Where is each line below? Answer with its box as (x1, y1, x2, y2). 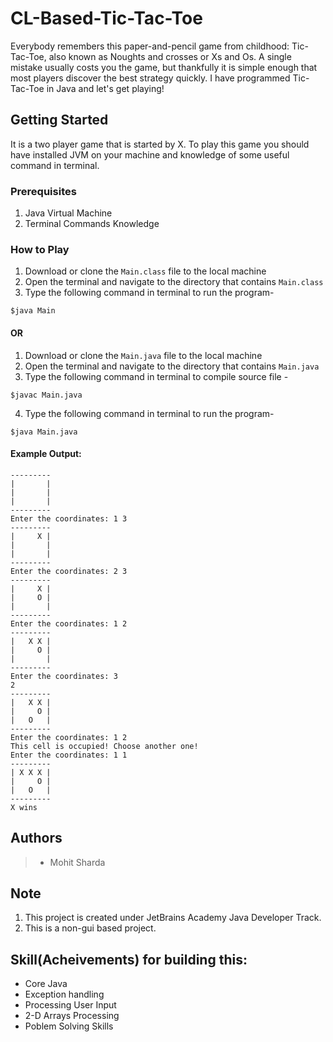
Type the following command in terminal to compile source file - (24, 370, 289, 382)
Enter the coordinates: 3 (10, 671, 118, 681)
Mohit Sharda (49, 856, 106, 868)
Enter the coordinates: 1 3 (10, 513, 128, 524)
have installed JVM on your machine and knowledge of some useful (10, 148, 290, 161)
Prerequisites (10, 184, 77, 198)
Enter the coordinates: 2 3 (10, 566, 128, 576)
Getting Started (10, 112, 109, 129)
